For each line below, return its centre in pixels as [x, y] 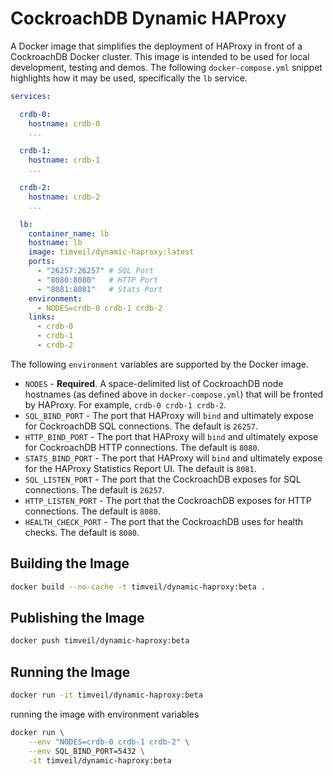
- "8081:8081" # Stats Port [99, 289]
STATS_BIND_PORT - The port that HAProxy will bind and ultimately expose [173, 458]
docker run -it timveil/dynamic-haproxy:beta [106, 695]
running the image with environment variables [105, 714]
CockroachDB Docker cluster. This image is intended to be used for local [160, 56]
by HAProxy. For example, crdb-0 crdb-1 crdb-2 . [125, 404]
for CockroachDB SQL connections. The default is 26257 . [141, 426]
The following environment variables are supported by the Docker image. [160, 364]
